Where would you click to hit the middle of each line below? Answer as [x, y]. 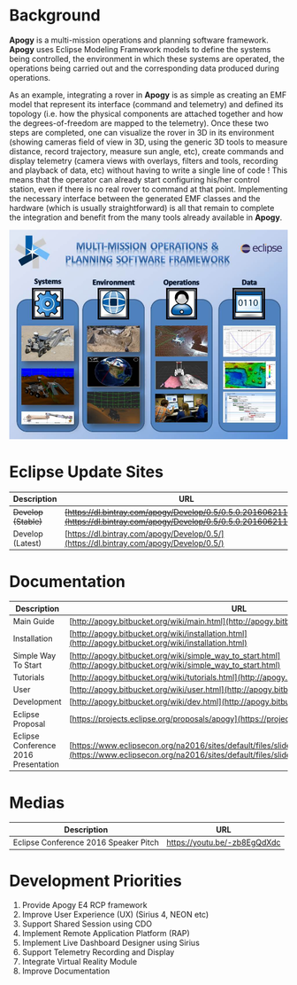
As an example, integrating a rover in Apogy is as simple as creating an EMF [148, 95]
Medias [37, 802]
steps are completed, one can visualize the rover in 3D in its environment [142, 132]
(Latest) [27, 543]
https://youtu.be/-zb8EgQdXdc [224, 842]
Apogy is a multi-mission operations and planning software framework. [139, 40]
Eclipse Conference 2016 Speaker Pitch [86, 842]
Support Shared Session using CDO [87, 924]
